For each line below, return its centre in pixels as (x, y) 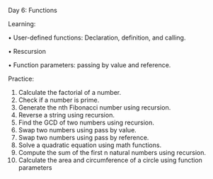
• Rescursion (27, 51)
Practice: (21, 79)
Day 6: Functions (33, 10)
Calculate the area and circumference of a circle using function (110, 160)
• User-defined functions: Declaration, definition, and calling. (97, 37)
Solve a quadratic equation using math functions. (90, 145)
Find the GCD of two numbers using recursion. (86, 122)
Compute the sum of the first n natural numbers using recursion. (112, 152)
